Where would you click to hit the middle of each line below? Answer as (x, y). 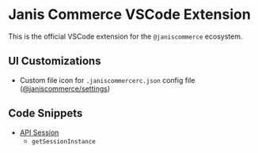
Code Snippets (46, 113)
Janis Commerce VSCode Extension (129, 15)
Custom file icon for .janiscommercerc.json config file (107, 80)
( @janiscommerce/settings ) (65, 88)
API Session (39, 132)
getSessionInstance (64, 141)
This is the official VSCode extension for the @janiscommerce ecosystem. (125, 36)
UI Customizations (55, 61)
